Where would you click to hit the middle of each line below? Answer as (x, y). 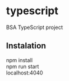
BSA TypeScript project (34, 27)
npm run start (23, 66)
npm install (19, 60)
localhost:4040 (24, 73)
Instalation (26, 46)
